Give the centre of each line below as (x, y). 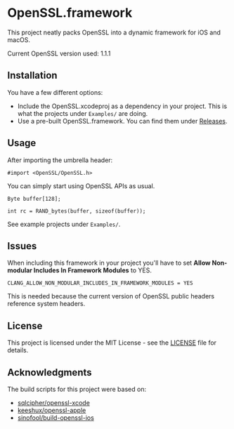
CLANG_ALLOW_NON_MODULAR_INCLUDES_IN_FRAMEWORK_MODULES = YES (100, 283)
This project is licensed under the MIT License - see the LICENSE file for (112, 343)
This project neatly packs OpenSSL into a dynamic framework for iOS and (114, 32)
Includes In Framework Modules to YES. (93, 270)
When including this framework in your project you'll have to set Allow (109, 263)
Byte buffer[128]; (34, 199)
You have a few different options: (55, 92)
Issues (22, 246)
